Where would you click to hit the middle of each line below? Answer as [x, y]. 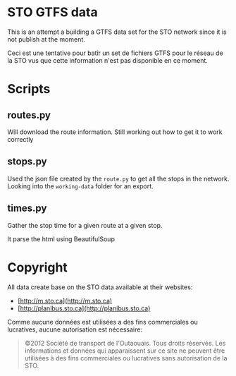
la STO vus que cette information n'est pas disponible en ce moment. [107, 60]
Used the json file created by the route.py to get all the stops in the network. [118, 178]
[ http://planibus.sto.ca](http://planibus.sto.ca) [84, 308]
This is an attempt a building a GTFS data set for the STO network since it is [117, 32]
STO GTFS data [52, 12]
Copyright [38, 267]
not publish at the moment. [46, 39]
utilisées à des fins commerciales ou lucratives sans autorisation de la [126, 358]
